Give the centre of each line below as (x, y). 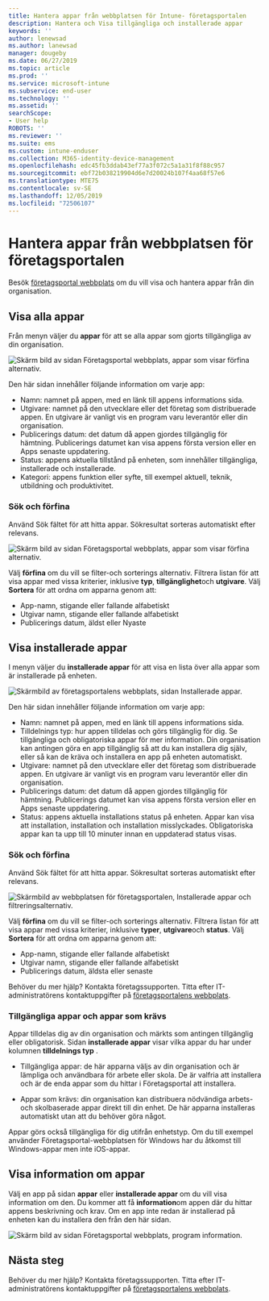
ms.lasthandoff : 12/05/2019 (56, 196)
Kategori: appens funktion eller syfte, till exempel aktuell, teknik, (126, 477)
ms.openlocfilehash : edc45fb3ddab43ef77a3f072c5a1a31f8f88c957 (117, 166)
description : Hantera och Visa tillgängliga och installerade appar (126, 23)
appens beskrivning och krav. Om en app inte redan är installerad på (122, 1211)
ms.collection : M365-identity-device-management (91, 158)
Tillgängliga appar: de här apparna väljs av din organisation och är (130, 1066)
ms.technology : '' (39, 98)
